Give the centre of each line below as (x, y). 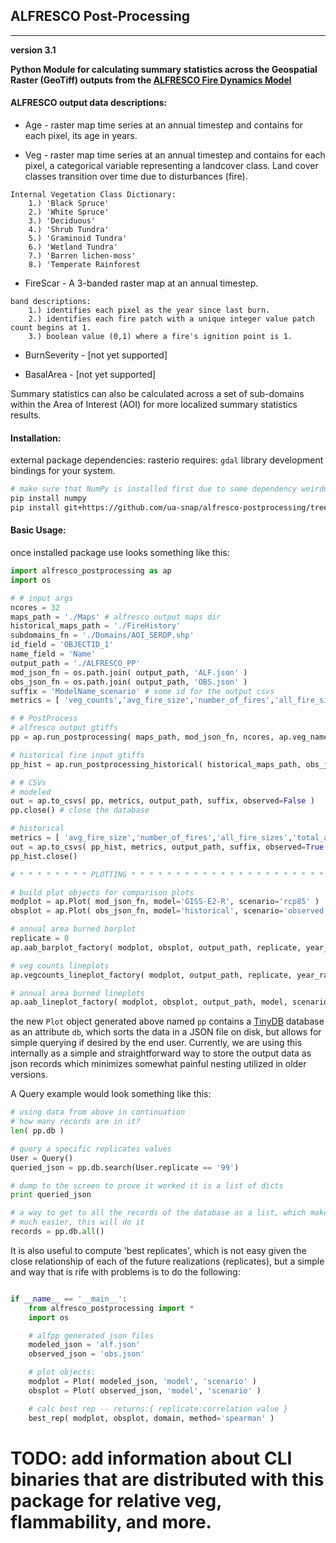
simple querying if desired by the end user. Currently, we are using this (156, 1043)
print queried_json (51, 1195)
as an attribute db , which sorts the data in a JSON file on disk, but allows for (166, 1032)
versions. (29, 1075)
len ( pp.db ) (37, 1131)
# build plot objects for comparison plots (102, 892)
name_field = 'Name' (53, 654)
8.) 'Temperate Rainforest (84, 265)
